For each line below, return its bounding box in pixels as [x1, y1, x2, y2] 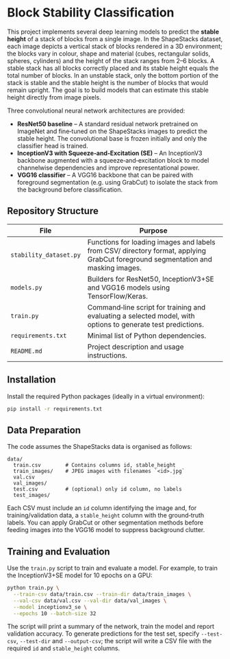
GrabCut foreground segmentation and [87, 254, 212, 264]
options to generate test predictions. [87, 319, 204, 329]
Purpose [139, 225, 168, 235]
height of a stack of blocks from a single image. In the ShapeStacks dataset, [7, 34, 223, 43]
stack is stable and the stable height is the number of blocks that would [7, 78, 209, 86]
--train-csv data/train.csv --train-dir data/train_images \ [13, 590, 192, 598]
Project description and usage [87, 342, 184, 351]
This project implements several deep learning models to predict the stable [7, 27, 219, 36]
